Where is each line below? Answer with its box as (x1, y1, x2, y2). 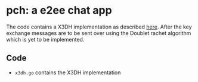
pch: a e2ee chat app (6, 4, 112, 17)
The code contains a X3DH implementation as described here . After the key (6, 23, 192, 30)
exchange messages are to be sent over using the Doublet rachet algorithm (6, 29, 191, 36)
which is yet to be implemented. (6, 36, 85, 43)
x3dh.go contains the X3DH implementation (14, 69, 121, 76)
